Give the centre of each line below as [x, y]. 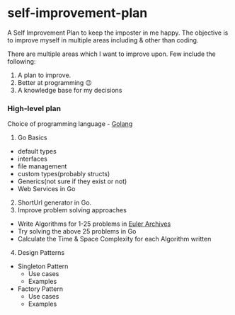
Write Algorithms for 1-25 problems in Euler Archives [94, 224]
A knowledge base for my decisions [70, 90]
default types [37, 151]
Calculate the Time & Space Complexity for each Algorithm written [114, 239]
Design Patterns [41, 253]
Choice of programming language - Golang [70, 124]
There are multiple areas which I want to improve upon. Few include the [111, 54]
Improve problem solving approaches [72, 210]
